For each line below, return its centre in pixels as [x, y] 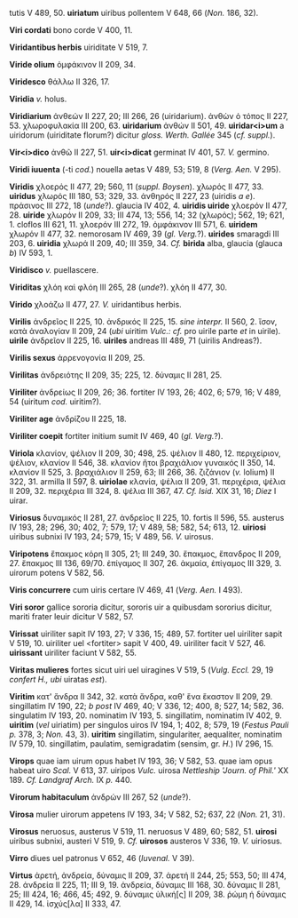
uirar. [19, 500]
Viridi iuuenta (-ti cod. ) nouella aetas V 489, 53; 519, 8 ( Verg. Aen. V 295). [145, 169]
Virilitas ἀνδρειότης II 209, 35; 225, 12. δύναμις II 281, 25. [116, 375]
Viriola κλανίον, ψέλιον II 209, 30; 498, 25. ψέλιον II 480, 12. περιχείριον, [145, 453]
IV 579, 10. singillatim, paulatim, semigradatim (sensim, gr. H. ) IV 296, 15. [141, 744]
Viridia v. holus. [38, 99]
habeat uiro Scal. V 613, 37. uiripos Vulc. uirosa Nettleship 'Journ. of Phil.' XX [149, 770]
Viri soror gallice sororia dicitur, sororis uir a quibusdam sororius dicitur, [141, 607]
